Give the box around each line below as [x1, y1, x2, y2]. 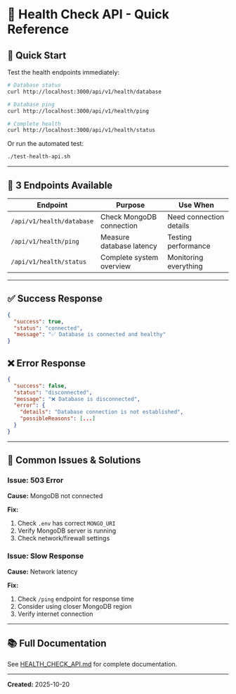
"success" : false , [13, 382, 68, 390]
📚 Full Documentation [7, 638, 107, 650]
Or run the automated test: [7, 140, 84, 148]
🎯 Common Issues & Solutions [7, 454, 141, 466]
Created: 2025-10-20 [7, 680, 70, 688]
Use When [178, 200, 214, 210]
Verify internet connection [17, 609, 93, 618]
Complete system [100, 252, 159, 262]
